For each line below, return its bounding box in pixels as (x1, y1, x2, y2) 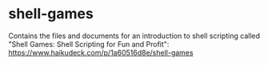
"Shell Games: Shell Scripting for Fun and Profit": (8, 39, 170, 48)
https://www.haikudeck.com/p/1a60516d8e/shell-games (8, 48, 194, 57)
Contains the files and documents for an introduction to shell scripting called (8, 31, 261, 40)
